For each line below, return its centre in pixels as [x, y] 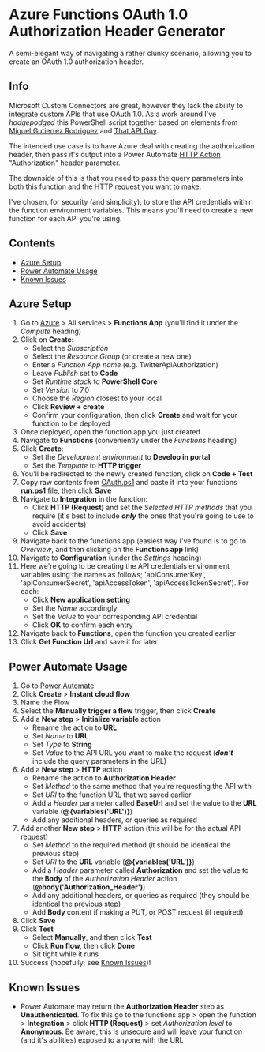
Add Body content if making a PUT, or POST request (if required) [138, 912]
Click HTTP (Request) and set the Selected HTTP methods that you [142, 508]
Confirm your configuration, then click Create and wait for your [135, 415]
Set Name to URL [60, 736]
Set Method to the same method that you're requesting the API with [142, 787]
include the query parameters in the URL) [99, 761]
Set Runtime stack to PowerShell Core [95, 381]
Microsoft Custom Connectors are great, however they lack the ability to [126, 105]
